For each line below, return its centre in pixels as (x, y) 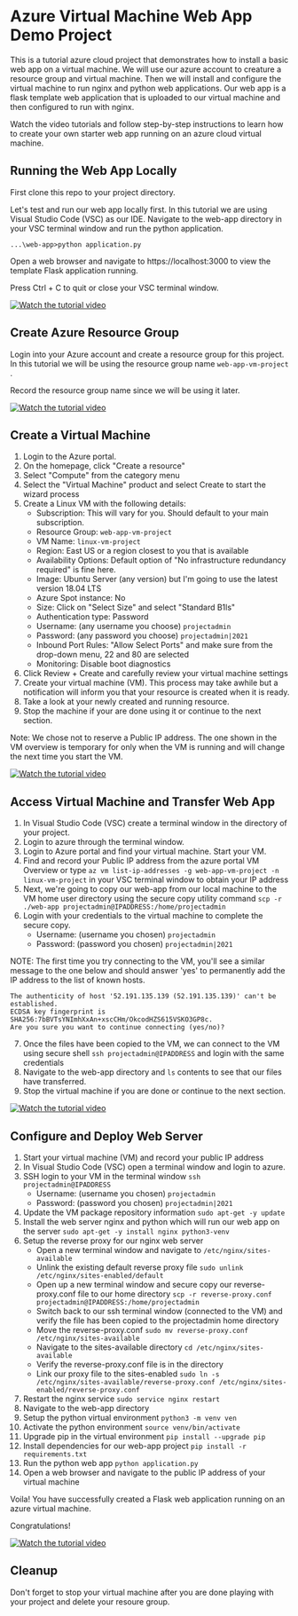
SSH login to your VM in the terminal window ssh (112, 1176)
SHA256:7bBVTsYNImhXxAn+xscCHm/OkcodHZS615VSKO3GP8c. (112, 1020)
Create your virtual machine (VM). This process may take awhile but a (150, 683)
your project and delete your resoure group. (90, 1601)
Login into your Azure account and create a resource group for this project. (147, 354)
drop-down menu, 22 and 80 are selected (113, 655)
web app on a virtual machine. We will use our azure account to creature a (146, 69)
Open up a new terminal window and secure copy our (134, 1285)
